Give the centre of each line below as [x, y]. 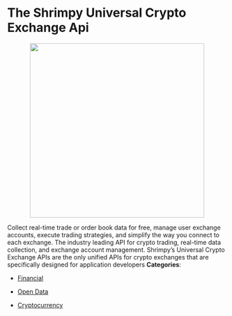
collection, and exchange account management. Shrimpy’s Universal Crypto [116, 250]
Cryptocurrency [40, 305]
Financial [30, 278]
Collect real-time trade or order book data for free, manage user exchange [114, 227]
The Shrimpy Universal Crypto [97, 13]
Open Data [33, 292]
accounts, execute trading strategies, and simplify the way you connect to [113, 234]
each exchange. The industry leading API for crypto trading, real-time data [114, 242]
